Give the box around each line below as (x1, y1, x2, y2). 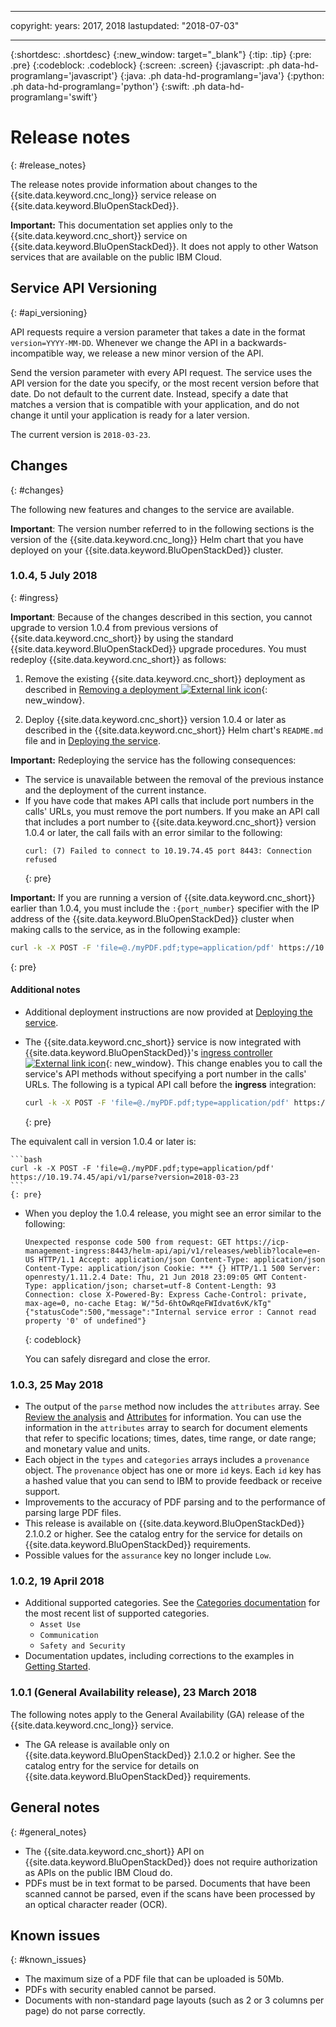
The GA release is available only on (24, 1738, 170, 1750)
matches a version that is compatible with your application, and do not (10, 398, 300, 410)
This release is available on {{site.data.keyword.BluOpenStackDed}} (24, 1517, 305, 1530)
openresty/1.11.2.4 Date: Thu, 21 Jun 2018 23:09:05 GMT (24, 1272, 268, 1282)
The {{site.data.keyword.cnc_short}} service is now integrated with (24, 1036, 302, 1048)
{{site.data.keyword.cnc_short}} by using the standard (10, 632, 234, 644)
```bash (10, 1154, 43, 1165)
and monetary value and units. (24, 1443, 151, 1455)
